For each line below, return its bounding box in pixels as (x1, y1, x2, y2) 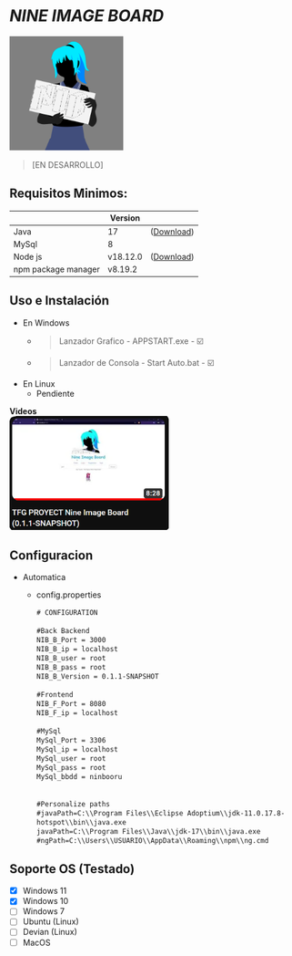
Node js (13, 252, 43, 262)
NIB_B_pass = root (35, 663, 106, 672)
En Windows (22, 317, 70, 328)
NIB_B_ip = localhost (35, 645, 118, 654)
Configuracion (9, 547, 94, 563)
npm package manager (13, 264, 100, 275)
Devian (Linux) (22, 927, 77, 938)
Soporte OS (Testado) (9, 861, 135, 877)
